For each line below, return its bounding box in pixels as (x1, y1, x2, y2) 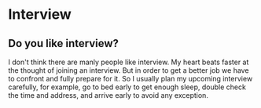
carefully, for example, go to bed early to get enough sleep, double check (8, 82, 246, 92)
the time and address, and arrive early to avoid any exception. (8, 91, 208, 99)
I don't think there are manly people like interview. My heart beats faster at (8, 57, 249, 67)
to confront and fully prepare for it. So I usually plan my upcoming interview (8, 74, 253, 83)
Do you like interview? (8, 37, 119, 50)
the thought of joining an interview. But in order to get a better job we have (8, 66, 249, 75)
